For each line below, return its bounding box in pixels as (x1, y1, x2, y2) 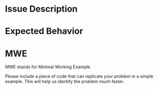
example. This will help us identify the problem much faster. (5, 79, 124, 85)
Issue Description (5, 3, 78, 15)
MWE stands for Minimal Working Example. (5, 64, 91, 70)
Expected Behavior (5, 26, 84, 37)
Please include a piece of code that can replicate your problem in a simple (5, 73, 154, 79)
